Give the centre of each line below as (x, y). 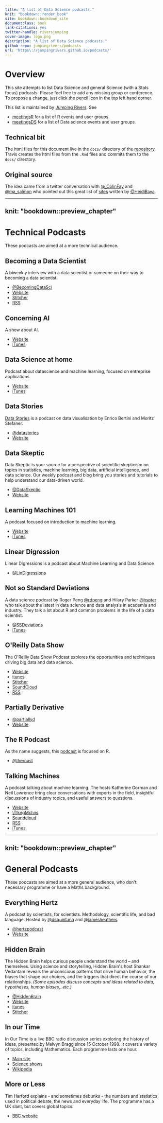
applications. (18, 376)
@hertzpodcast (28, 929)
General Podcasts (42, 869)
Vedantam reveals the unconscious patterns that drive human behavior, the (80, 972)
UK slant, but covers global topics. (39, 1106)
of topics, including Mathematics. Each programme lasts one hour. (71, 1049)
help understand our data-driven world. (44, 480)
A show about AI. (22, 330)
